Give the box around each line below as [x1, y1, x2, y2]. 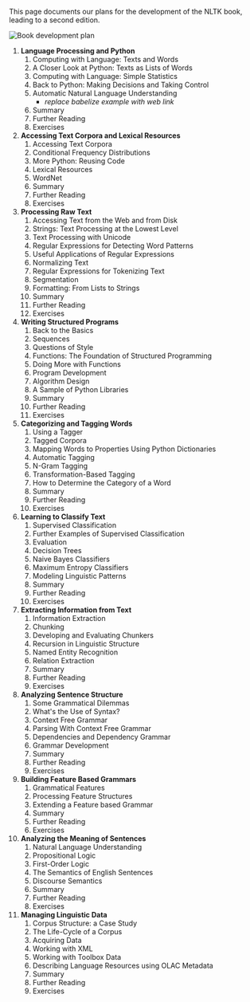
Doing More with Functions [32, 360, 122, 369]
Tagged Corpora [32, 436, 87, 445]
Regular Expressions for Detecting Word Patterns [32, 241, 194, 250]
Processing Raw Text [20, 207, 92, 216]
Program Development [32, 368, 107, 377]
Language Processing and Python [20, 46, 135, 55]
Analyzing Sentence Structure [20, 690, 123, 699]
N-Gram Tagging [32, 462, 88, 470]
